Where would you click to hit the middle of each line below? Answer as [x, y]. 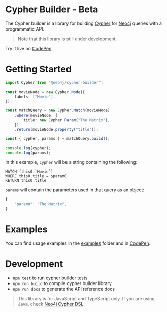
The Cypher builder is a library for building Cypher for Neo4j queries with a [84, 23]
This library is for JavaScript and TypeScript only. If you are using [86, 298]
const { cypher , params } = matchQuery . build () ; [58, 138]
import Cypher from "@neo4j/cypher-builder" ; [54, 82]
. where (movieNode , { [36, 116]
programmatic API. [25, 29]
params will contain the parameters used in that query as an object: [75, 190]
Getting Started [39, 69]
